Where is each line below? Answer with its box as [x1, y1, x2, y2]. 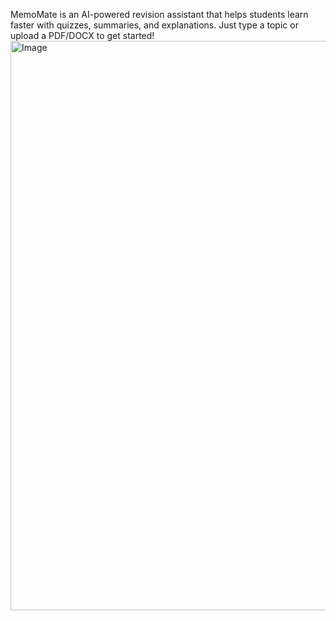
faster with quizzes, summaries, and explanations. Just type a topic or [10, 19, 299, 31]
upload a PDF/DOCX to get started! [10, 30, 155, 41]
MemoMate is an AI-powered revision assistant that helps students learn [10, 9, 309, 20]
